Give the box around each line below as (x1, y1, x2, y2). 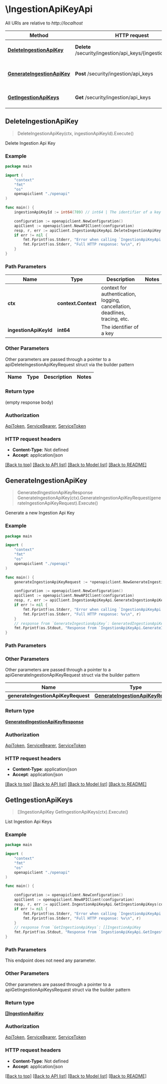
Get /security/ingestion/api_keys (75, 94, 151, 101)
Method (29, 31, 49, 38)
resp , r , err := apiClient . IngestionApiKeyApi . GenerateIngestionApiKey (14, 598, 166, 603)
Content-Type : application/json (12, 766, 77, 772)
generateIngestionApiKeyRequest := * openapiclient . (14, 579, 123, 584)
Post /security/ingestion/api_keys (75, 70, 153, 77)
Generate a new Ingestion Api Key (5, 510, 75, 516)
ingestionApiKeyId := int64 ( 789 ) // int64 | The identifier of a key (14, 210, 162, 215)
